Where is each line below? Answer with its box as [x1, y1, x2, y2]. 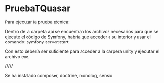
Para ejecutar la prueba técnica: [5, 19, 70, 25]
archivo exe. [5, 53, 30, 59]
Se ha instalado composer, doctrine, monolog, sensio [5, 72, 113, 78]
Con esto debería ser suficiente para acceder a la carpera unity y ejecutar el [5, 48, 160, 54]
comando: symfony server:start [5, 39, 69, 44]
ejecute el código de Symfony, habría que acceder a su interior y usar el [5, 34, 151, 40]
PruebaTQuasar [5, 3, 71, 14]
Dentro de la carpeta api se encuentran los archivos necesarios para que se [5, 28, 159, 34]
